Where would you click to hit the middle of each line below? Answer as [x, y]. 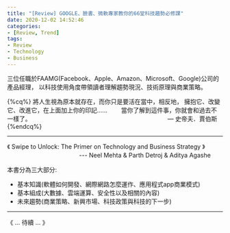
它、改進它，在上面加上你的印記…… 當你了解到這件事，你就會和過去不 [112, 110]
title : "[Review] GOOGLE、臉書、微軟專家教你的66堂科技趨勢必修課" [95, 13]
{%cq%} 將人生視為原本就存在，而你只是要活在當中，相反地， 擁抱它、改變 [114, 101]
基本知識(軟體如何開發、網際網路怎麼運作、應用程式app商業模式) [108, 184]
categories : [24, 26]
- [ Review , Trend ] [33, 33]
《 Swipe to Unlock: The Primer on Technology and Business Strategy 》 [106, 146]
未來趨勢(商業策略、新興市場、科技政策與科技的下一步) [94, 201]
